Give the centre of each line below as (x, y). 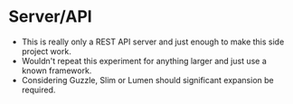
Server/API (50, 17)
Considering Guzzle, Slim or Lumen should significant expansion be (147, 80)
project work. (46, 51)
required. (38, 90)
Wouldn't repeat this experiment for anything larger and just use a (144, 61)
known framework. (57, 71)
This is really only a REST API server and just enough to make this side (153, 42)
